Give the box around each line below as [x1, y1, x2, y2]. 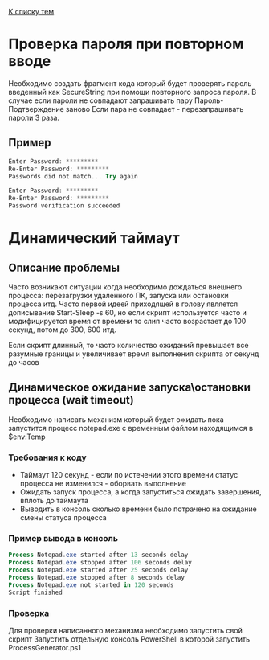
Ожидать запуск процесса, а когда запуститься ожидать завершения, [19, 487, 262, 497]
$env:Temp [8, 432, 46, 441]
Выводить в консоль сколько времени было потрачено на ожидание [19, 504, 257, 514]
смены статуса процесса [19, 513, 107, 523]
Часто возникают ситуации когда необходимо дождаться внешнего [8, 282, 243, 292]
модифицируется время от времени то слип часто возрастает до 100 [8, 317, 247, 326]
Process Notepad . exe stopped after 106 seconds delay [8, 559, 193, 567]
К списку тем [8, 7, 55, 16]
